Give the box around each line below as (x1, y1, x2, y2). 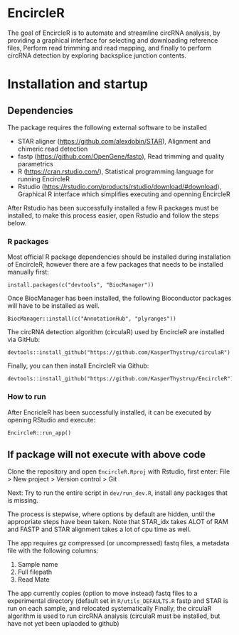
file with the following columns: (7, 546, 99, 555)
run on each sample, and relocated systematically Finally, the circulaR (7, 604, 212, 613)
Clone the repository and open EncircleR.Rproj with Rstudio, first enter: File (7, 467, 230, 476)
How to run (7, 392, 46, 402)
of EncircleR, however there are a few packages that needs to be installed (7, 260, 224, 269)
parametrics (17, 159, 53, 168)
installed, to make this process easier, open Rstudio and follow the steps (7, 211, 219, 220)
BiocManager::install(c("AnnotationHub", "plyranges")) (7, 315, 176, 323)
